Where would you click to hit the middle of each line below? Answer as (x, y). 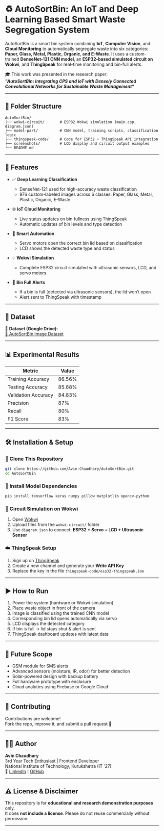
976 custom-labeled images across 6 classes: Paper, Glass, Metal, (86, 194)
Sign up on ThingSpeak (36, 561)
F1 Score (18, 419)
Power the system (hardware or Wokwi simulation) (63, 603)
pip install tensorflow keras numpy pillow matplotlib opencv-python (77, 496)
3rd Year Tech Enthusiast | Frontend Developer (52, 761)
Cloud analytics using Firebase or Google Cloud (60, 687)
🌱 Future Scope (29, 654)
